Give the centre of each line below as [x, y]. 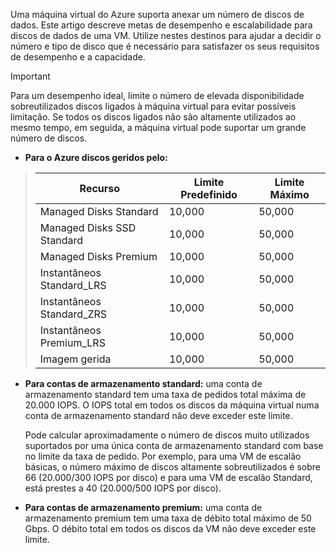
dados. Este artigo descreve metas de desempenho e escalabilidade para [161, 25]
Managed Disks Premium [98, 256]
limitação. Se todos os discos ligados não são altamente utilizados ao [153, 117]
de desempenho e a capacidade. [78, 57]
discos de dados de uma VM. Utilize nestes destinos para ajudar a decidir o [166, 35]
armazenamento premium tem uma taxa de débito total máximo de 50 [168, 518]
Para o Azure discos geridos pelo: [96, 157]
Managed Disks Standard [99, 211]
